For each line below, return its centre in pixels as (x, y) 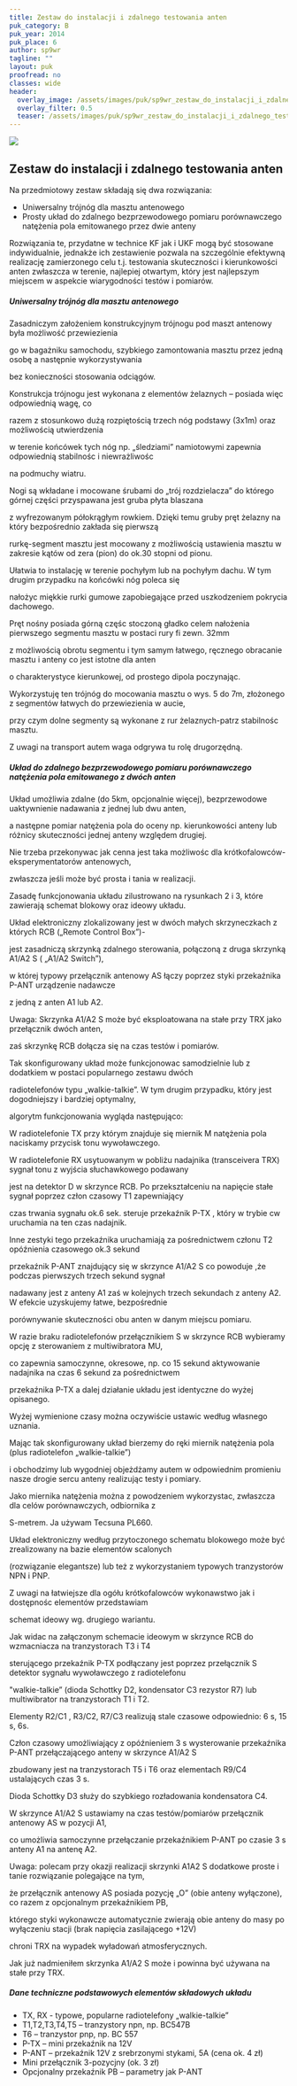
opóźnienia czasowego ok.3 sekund (75, 1249)
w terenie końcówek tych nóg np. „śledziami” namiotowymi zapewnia (135, 446)
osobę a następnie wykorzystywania (76, 359)
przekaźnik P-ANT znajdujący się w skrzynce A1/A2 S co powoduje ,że (138, 1266)
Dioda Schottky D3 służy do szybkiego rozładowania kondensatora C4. (138, 1795)
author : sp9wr (35, 50)
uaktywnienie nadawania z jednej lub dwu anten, (98, 808)
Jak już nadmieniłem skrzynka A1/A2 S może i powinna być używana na (140, 1963)
